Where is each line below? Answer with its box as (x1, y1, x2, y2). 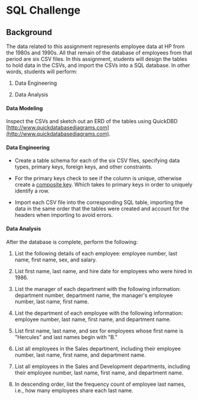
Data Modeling (6, 104, 43, 111)
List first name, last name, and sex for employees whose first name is (14, 327, 184, 334)
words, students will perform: (6, 68, 78, 75)
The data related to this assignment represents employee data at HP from (6, 43, 185, 50)
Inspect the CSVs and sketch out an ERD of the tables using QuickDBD (6, 118, 178, 125)
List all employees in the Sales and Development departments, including (14, 363, 190, 370)
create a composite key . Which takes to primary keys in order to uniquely (14, 181, 193, 188)
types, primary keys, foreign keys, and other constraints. (14, 164, 152, 171)
